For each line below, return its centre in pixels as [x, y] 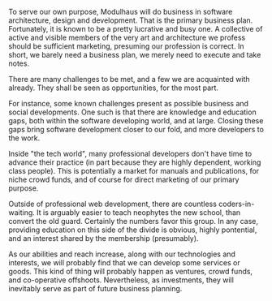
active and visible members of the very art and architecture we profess [127, 37]
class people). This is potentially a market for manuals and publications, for [134, 171]
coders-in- [237, 204]
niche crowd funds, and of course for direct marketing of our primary [124, 179]
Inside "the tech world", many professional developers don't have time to [130, 154]
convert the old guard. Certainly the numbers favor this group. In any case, [133, 221]
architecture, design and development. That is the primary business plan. [131, 20]
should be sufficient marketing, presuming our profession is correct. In [126, 46]
